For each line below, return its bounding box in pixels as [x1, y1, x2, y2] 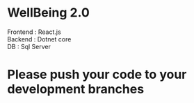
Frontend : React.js [7, 28, 61, 36]
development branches [7, 82, 145, 97]
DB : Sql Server [7, 42, 51, 50]
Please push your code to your [7, 67, 187, 82]
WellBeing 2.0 [7, 5, 90, 21]
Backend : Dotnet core [7, 35, 72, 43]
